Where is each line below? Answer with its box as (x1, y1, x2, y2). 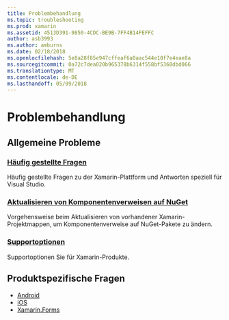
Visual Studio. (7, 180, 46, 188)
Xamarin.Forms (16, 306, 60, 314)
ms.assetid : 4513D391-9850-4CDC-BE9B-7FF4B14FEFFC (7, 29, 154, 36)
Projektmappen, (7, 220, 52, 228)
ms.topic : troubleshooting (7, 16, 84, 23)
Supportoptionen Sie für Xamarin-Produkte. (7, 253, 130, 261)
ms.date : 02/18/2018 (7, 49, 66, 56)
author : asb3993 (7, 36, 53, 42)
